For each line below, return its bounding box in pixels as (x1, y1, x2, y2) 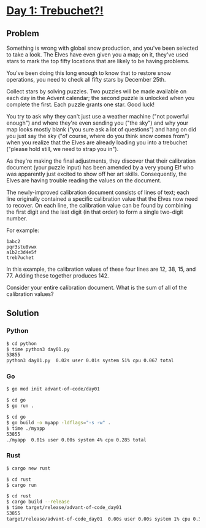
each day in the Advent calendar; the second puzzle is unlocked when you (6, 95, 195, 101)
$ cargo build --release (6, 499, 70, 505)
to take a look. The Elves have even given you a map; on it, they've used (6, 51, 189, 58)
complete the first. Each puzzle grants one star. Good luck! (6, 101, 155, 108)
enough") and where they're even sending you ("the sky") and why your (6, 119, 189, 126)
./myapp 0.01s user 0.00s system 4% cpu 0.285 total (6, 437, 147, 443)
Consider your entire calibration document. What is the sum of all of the (6, 284, 187, 291)
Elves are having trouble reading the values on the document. (6, 177, 162, 184)
